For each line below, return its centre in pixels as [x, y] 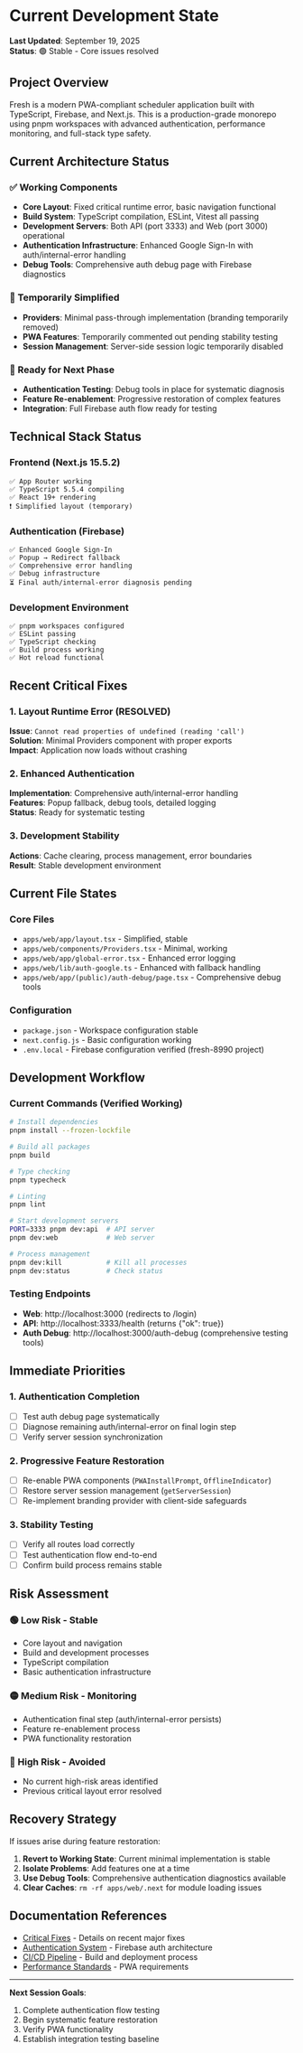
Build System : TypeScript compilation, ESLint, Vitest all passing [141, 217]
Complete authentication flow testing [91, 2010]
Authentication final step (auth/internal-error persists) [122, 1719]
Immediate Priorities [68, 1371]
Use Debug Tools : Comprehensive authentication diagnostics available [154, 1878]
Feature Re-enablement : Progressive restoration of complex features [151, 399]
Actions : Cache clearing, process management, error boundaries [131, 856]
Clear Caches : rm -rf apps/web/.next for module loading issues [142, 1887]
